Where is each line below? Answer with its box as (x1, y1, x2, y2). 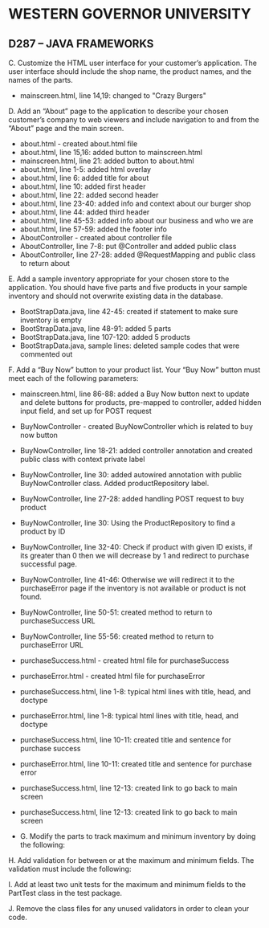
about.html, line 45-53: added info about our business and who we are (19, 216, 254, 225)
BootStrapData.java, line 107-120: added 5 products (19, 333, 191, 341)
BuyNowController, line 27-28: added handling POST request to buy (19, 494, 245, 503)
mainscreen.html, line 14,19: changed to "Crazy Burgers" (19, 91, 206, 100)
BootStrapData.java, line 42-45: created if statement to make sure (19, 307, 238, 316)
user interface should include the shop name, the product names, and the (8, 67, 251, 76)
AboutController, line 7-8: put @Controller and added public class (19, 242, 237, 251)
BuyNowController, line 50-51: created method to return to (19, 607, 213, 617)
